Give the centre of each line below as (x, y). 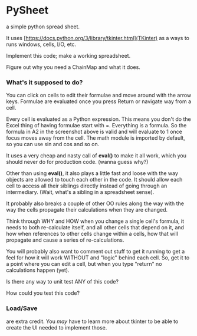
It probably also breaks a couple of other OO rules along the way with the (95, 203)
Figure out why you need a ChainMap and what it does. (73, 67)
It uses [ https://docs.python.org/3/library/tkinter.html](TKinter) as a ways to (98, 38)
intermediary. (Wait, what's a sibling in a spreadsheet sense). (80, 192)
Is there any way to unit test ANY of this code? (63, 282)
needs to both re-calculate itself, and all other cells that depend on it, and (95, 228)
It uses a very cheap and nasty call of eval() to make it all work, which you (96, 156)
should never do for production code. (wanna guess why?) (77, 162)
